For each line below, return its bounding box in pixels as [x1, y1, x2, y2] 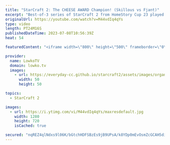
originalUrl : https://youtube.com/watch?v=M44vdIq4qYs [5, 17, 123, 22]
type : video [5, 21, 30, 27]
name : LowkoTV [10, 58, 39, 63]
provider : [5, 53, 26, 58]
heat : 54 [5, 36, 24, 41]
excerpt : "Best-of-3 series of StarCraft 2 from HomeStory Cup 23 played [5, 12, 164, 17]
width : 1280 [14, 114, 39, 119]
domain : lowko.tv [10, 63, 47, 68]
